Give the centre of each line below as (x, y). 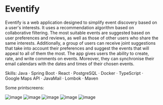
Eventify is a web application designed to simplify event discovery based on (81, 22)
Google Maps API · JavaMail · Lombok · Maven (52, 78)
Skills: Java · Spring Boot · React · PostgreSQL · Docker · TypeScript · (74, 73)
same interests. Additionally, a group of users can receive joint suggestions (80, 43)
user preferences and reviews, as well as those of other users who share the (82, 38)
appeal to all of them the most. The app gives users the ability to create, (77, 53)
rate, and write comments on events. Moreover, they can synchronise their (80, 58)
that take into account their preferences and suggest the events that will (77, 48)
